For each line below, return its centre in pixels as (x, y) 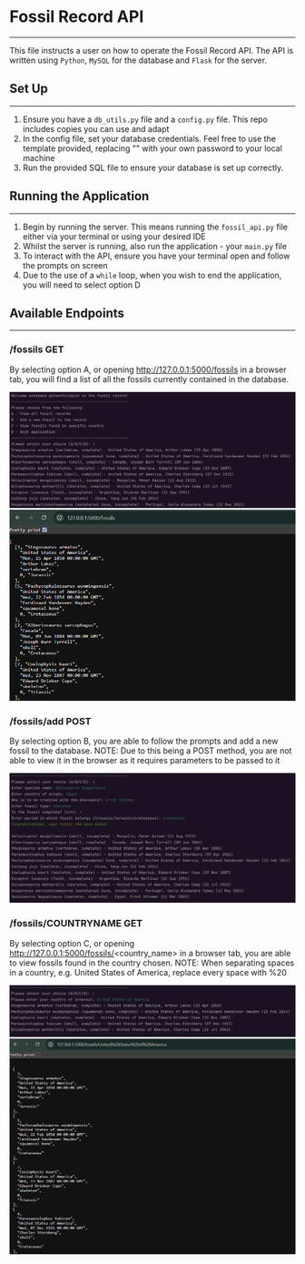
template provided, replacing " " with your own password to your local (152, 148)
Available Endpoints (67, 313)
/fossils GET (37, 349)
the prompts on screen (65, 265)
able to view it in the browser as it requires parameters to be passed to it (145, 761)
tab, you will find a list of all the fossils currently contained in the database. (149, 379)
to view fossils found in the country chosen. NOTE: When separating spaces (152, 963)
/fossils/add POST (50, 722)
